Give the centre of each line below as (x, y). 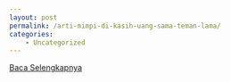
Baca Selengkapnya (46, 68)
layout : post (33, 17)
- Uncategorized (56, 42)
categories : (31, 34)
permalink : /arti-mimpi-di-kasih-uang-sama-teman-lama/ (115, 26)
